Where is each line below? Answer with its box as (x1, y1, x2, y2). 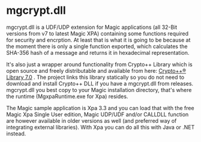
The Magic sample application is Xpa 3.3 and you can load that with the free (6, 104, 194, 111)
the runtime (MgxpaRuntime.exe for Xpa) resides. (6, 93, 128, 100)
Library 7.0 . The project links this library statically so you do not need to (6, 73, 185, 81)
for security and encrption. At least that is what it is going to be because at (6, 36, 191, 43)
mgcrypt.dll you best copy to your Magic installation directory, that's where (6, 86, 192, 93)
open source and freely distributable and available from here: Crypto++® (6, 67, 187, 74)
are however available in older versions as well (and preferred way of (6, 117, 177, 124)
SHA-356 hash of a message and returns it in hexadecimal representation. (6, 49, 190, 56)
